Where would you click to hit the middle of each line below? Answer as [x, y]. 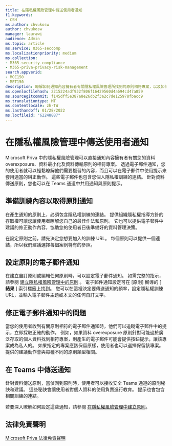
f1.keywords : [19, 15]
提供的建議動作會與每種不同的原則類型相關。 [52, 352]
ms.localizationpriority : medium [41, 53]
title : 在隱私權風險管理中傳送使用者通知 [44, 10]
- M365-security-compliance [35, 63]
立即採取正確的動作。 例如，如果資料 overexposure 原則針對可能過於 [87, 333]
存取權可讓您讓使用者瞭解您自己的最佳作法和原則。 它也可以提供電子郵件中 [84, 221]
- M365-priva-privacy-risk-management [47, 67]
